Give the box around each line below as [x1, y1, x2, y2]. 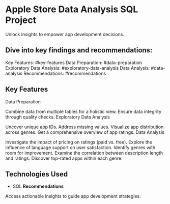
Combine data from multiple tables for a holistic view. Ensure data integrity [5, 108, 162, 114]
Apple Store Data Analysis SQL [5, 4, 138, 15]
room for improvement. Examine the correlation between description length [5, 150, 163, 156]
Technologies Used [5, 169, 68, 179]
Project [5, 14, 37, 26]
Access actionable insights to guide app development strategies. [5, 193, 141, 199]
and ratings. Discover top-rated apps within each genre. [5, 155, 123, 161]
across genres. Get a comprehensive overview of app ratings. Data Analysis [5, 129, 164, 135]
